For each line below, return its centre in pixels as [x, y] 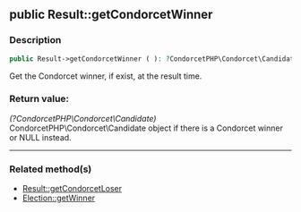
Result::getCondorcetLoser [72, 189]
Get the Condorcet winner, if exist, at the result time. [106, 76]
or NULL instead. [40, 137]
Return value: [39, 99]
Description [35, 40]
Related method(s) [51, 169]
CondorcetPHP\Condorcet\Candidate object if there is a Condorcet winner [146, 128]
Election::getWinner [59, 198]
